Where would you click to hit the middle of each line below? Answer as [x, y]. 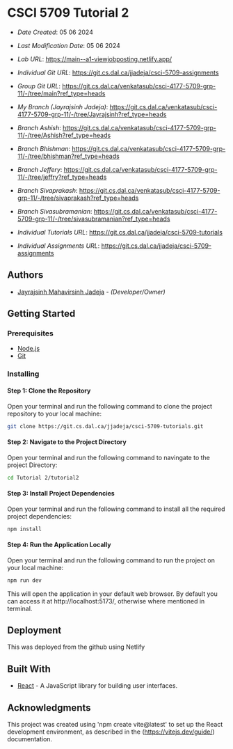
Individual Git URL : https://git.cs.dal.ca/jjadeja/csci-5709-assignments [118, 72]
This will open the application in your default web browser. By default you [112, 594]
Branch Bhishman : [44, 148]
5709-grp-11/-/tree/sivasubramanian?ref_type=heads [94, 219]
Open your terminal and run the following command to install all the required [116, 509]
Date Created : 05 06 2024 [55, 32]
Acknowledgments [49, 708]
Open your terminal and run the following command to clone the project [110, 406]
